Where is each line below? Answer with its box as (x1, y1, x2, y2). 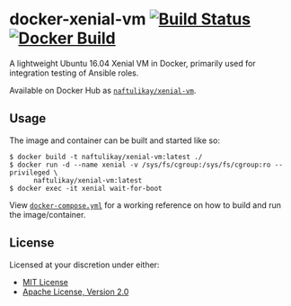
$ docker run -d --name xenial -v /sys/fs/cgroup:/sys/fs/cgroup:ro (9, 160, 271, 169)
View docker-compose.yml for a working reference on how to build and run (9, 199, 281, 211)
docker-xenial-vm (9, 9, 146, 30)
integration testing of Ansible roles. (9, 67, 139, 78)
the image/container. (9, 209, 86, 220)
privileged (9, 167, 50, 177)
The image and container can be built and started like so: (9, 135, 220, 146)
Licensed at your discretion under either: (9, 259, 160, 270)
